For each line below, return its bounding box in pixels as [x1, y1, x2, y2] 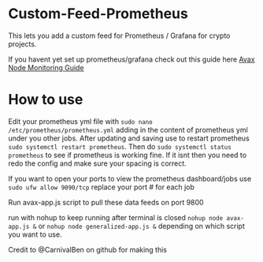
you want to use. [8, 230, 62, 239]
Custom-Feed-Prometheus [8, 5, 189, 23]
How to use [8, 91, 83, 109]
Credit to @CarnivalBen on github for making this [8, 245, 168, 254]
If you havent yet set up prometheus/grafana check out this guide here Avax [8, 54, 255, 64]
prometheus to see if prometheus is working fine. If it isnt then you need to [8, 150, 246, 159]
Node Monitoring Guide [8, 62, 84, 72]
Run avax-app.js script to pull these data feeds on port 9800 [8, 197, 204, 207]
